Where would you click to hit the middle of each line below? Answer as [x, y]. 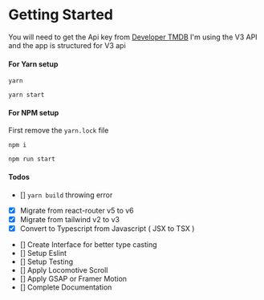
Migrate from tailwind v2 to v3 [70, 219]
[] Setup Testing [47, 261]
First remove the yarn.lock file [59, 131]
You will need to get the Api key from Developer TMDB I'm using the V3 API [133, 37]
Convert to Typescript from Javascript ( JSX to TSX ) [107, 228]
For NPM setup [34, 112]
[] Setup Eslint [43, 253]
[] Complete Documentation [66, 287]
